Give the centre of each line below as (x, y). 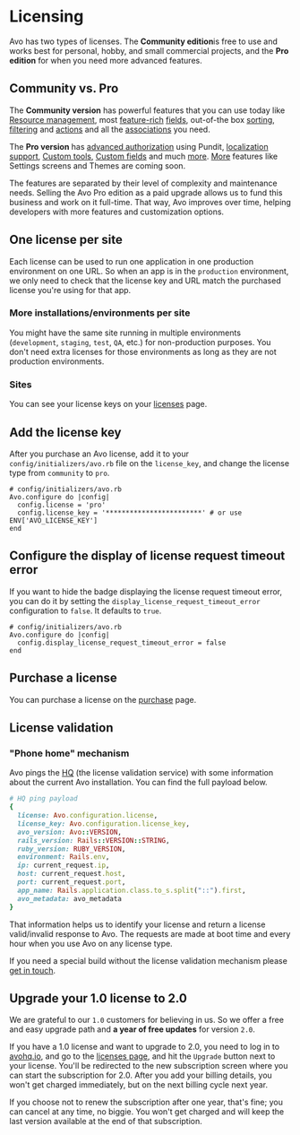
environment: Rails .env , (64, 857)
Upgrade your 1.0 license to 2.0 (99, 998)
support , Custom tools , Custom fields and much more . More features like (144, 156)
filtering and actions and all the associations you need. (110, 129)
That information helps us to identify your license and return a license (137, 924)
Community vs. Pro (64, 88)
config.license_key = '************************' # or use (130, 513)
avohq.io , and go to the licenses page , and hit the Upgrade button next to (142, 1056)
